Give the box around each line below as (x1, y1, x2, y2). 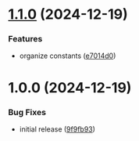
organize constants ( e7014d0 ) (19, 51, 116, 60)
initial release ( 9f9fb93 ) (19, 124, 96, 134)
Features (8, 34, 43, 45)
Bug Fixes (8, 107, 47, 117)
